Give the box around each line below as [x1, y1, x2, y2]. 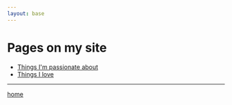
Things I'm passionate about [17, 63, 99, 71]
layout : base [7, 10, 45, 17]
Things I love [17, 70, 54, 78]
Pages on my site [7, 39, 107, 55]
